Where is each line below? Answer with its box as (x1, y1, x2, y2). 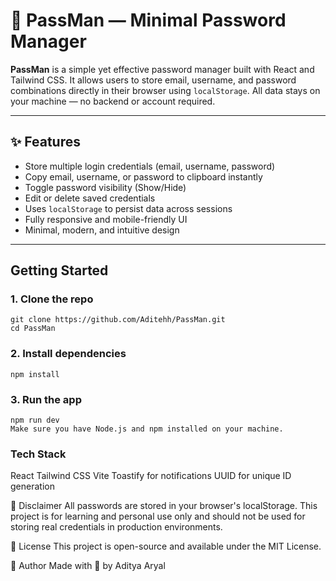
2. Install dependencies (10, 347, 127, 361)
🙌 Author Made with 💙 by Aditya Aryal (10, 560, 166, 572)
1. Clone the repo (10, 292, 94, 306)
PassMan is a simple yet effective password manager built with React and (10, 63, 315, 75)
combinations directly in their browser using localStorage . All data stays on (10, 84, 321, 96)
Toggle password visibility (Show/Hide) (24, 181, 187, 193)
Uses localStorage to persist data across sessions (24, 202, 233, 214)
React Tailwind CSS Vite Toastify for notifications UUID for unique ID (10, 470, 292, 482)
